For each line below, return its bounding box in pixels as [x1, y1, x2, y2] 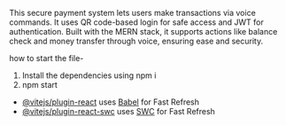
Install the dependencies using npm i [21, 70, 157, 81]
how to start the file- [9, 53, 84, 63]
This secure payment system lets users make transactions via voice [9, 8, 257, 18]
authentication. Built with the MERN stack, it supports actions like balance [9, 27, 278, 36]
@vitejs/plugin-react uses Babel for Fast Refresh [21, 97, 200, 107]
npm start [21, 80, 58, 90]
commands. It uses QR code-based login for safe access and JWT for [9, 17, 264, 27]
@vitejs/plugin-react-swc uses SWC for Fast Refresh [21, 106, 215, 116]
